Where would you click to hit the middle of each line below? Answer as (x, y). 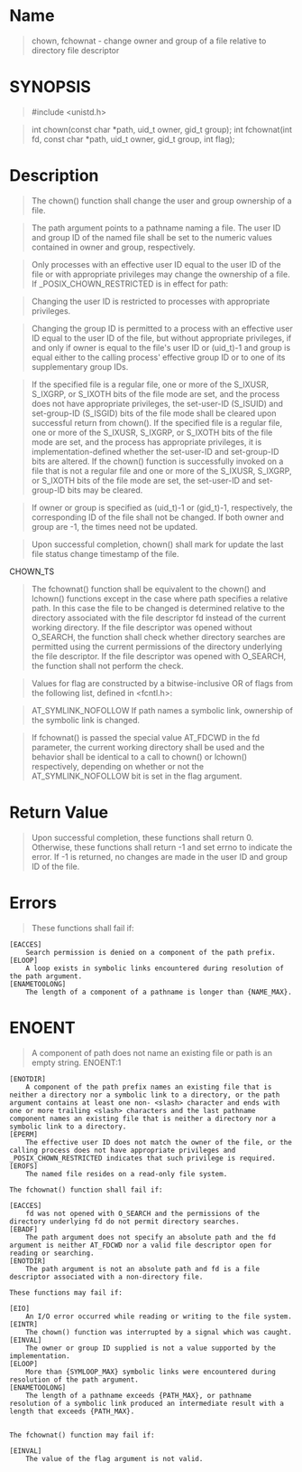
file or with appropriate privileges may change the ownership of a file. (160, 274)
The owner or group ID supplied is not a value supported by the (151, 1348)
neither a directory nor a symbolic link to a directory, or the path (145, 1095)
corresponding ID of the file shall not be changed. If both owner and (157, 517)
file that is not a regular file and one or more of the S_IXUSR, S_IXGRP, (161, 470)
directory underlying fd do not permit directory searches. (125, 1222)
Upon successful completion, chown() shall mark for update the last (157, 544)
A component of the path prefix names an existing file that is (149, 1087)
